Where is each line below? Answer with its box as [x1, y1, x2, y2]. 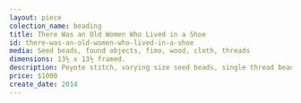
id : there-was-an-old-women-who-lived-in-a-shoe [9, 38, 194, 47]
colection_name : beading [9, 21, 102, 30]
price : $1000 [9, 72, 58, 81]
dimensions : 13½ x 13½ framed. [9, 55, 126, 64]
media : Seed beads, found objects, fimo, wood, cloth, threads [9, 47, 251, 56]
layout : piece [9, 13, 63, 22]
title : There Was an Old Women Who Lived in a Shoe [9, 30, 206, 39]
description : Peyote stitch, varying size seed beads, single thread [9, 64, 275, 73]
